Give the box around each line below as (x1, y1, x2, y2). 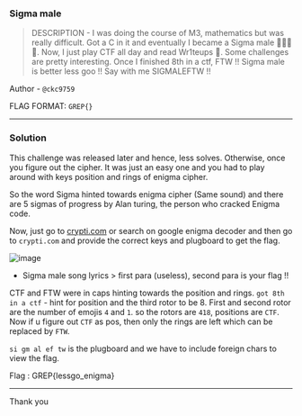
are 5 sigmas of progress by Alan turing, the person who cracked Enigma (9, 198, 280, 209)
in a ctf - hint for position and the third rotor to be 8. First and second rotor (9, 296, 292, 308)
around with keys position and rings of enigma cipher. (9, 171, 209, 182)
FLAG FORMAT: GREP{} (9, 101, 93, 112)
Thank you (9, 395, 49, 407)
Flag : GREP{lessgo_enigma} (9, 370, 115, 381)
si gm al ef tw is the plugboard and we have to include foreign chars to (9, 343, 277, 354)
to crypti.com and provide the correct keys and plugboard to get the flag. (9, 235, 280, 246)
